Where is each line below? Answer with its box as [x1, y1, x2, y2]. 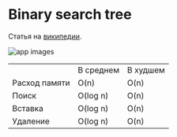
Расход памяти [12, 77, 70, 88]
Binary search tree [8, 6, 132, 24]
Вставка [12, 102, 43, 113]
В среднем [77, 65, 120, 76]
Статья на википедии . [8, 31, 82, 41]
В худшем [126, 65, 166, 76]
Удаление [12, 116, 50, 127]
